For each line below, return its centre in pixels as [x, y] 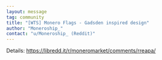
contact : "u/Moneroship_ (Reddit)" [51, 34]
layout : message [26, 12]
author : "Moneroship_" [35, 28]
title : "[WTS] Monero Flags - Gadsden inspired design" [78, 23]
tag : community [25, 17]
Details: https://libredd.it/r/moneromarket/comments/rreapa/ [81, 50]
